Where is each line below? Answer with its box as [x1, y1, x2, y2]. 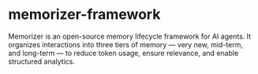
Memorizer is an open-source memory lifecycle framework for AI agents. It [8, 31, 252, 41]
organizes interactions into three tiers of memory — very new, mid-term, [8, 39, 243, 49]
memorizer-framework [8, 6, 161, 24]
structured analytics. [8, 57, 76, 66]
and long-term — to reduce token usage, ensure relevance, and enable [8, 48, 239, 57]
